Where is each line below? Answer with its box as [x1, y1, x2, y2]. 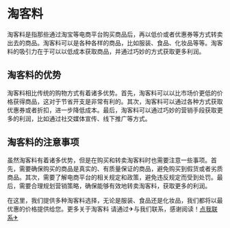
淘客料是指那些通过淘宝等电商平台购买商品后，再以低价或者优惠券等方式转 [7, 30, 217, 38]
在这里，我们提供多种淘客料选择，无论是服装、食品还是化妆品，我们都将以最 [7, 196, 223, 204]
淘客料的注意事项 [7, 136, 79, 148]
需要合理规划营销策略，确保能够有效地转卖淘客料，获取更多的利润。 [18, 181, 211, 190]
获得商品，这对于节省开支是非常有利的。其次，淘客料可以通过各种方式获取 [12, 97, 223, 105]
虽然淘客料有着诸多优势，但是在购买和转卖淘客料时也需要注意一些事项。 [7, 155, 211, 164]
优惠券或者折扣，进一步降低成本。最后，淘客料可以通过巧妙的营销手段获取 [7, 105, 217, 114]
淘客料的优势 [7, 69, 62, 81]
